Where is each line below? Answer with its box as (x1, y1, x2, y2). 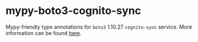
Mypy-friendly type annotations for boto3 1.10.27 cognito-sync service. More (5, 23, 193, 30)
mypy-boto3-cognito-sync (5, 4, 142, 17)
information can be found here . (5, 29, 81, 36)
